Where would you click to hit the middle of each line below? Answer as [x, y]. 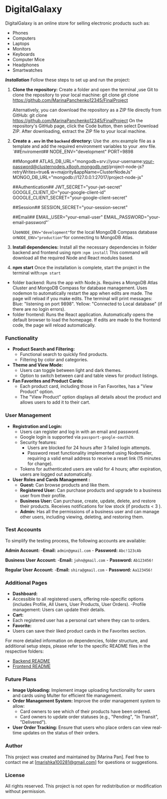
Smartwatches [27, 70]
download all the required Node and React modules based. [73, 258]
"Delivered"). [33, 722]
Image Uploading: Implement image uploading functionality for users [84, 690]
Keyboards [23, 54]
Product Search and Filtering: [43, 349]
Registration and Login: [37, 426]
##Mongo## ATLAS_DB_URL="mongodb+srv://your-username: [78, 161]
